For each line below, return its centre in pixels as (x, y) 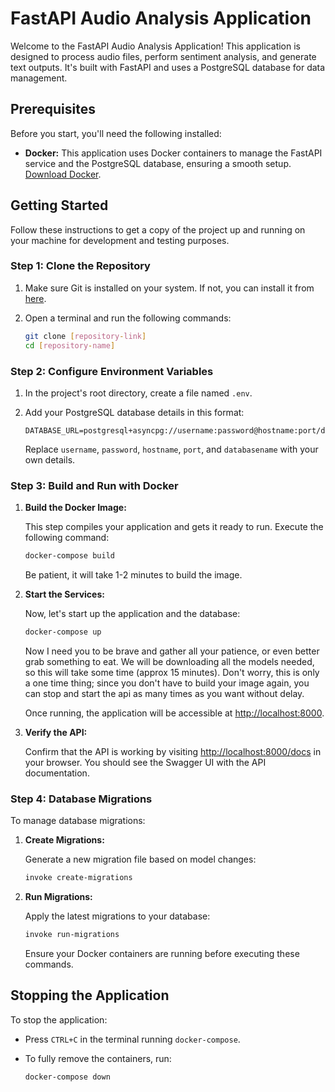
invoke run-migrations (72, 935)
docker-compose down (67, 1077)
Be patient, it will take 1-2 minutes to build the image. (133, 575)
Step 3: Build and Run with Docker (94, 485)
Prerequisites (53, 109)
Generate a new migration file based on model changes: (140, 859)
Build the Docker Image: (75, 508)
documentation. (57, 773)
